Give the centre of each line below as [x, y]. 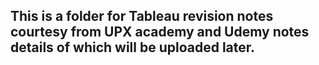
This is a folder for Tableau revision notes [142, 16]
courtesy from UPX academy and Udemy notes [160, 32]
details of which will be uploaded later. [133, 47]
